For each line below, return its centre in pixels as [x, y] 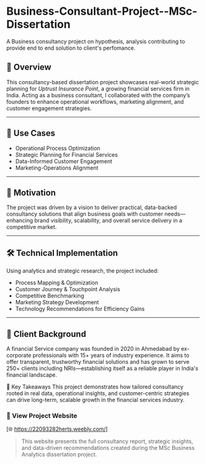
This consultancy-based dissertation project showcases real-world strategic [103, 82]
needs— [175, 214]
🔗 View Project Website [42, 415]
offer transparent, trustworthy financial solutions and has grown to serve [98, 362]
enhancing [20, 221]
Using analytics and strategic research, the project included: [82, 271]
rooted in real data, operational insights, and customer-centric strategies [98, 393]
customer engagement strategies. [49, 108]
